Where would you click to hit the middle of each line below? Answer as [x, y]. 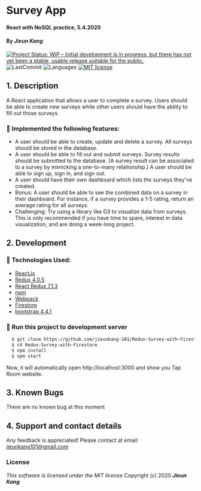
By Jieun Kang [25, 41]
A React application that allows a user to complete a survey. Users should [97, 100]
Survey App [36, 10]
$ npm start [27, 356]
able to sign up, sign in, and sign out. [60, 174]
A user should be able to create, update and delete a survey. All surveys [103, 142]
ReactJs [25, 273]
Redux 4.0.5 [30, 280]
